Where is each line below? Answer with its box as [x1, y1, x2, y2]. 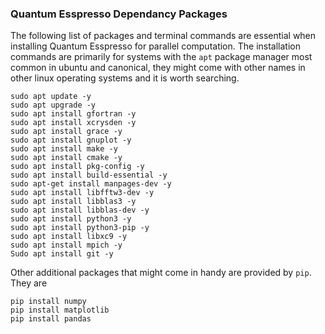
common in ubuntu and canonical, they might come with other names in [10, 62, 306, 74]
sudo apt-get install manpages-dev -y [10, 179, 172, 189]
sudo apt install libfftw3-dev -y [10, 188, 155, 198]
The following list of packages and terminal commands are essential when [10, 30, 317, 42]
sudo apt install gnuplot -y [10, 135, 132, 146]
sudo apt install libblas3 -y [10, 197, 137, 207]
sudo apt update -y [10, 92, 92, 102]
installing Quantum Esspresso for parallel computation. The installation [10, 40, 302, 52]
